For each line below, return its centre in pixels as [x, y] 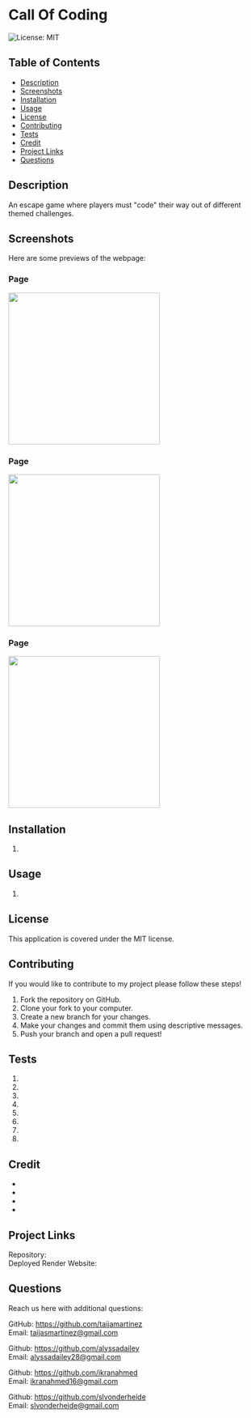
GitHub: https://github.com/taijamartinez [75, 1324]
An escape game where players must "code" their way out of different [125, 205]
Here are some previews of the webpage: [77, 258]
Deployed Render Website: [53, 1263]
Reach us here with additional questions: [76, 1308]
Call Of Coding [58, 15]
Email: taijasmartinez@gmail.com [63, 1332]
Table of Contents [54, 63]
